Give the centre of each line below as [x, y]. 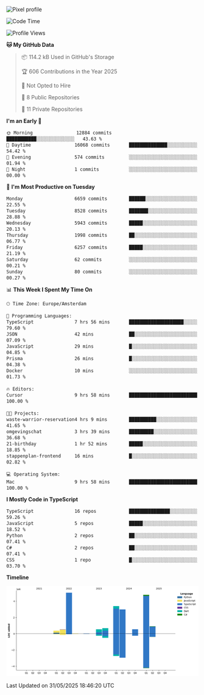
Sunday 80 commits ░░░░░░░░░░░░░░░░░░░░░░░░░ [102, 272]
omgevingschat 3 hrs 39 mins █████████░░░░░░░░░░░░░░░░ [102, 432]
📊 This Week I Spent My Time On [49, 290]
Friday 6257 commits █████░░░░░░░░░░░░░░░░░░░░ [102, 247]
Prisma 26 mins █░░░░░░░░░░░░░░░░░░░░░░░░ [102, 359]
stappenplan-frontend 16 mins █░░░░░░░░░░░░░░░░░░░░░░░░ [102, 456]
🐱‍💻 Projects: [23, 414]
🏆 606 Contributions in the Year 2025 [69, 71]
